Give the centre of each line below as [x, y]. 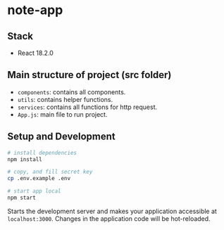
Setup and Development [61, 137]
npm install [25, 159]
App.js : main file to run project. [62, 114]
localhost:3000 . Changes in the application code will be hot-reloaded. [109, 218]
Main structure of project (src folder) [89, 75]
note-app [35, 10]
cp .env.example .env [39, 179]
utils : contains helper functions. [65, 99]
